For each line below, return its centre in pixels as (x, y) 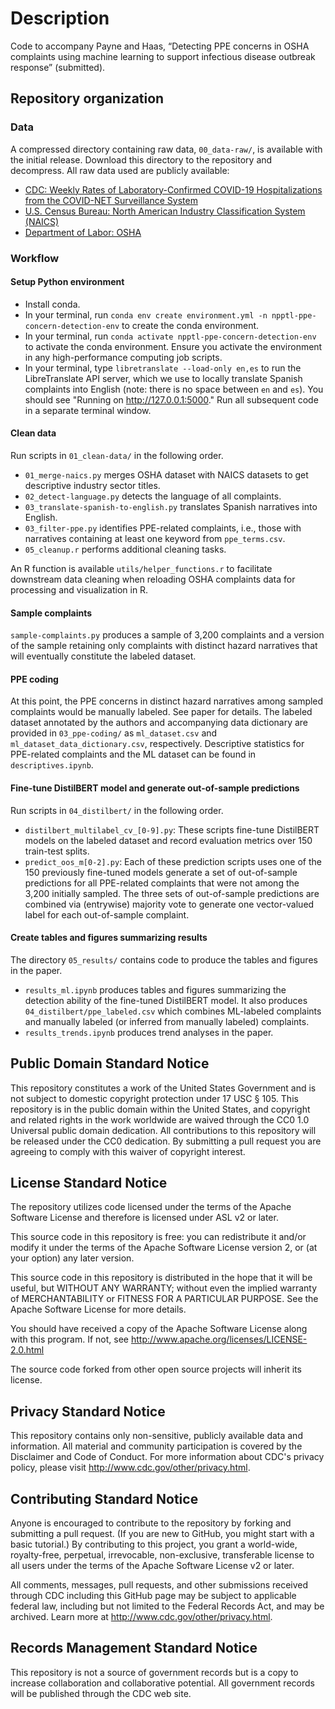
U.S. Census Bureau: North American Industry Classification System (165, 211)
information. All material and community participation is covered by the (156, 1446)
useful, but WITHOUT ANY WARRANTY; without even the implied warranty (164, 1288)
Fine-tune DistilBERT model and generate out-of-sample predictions (155, 788)
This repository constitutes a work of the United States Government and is (163, 1088)
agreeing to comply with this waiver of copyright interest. (128, 1151)
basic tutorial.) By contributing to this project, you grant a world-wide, (154, 1544)
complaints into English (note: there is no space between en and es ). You (174, 389)
